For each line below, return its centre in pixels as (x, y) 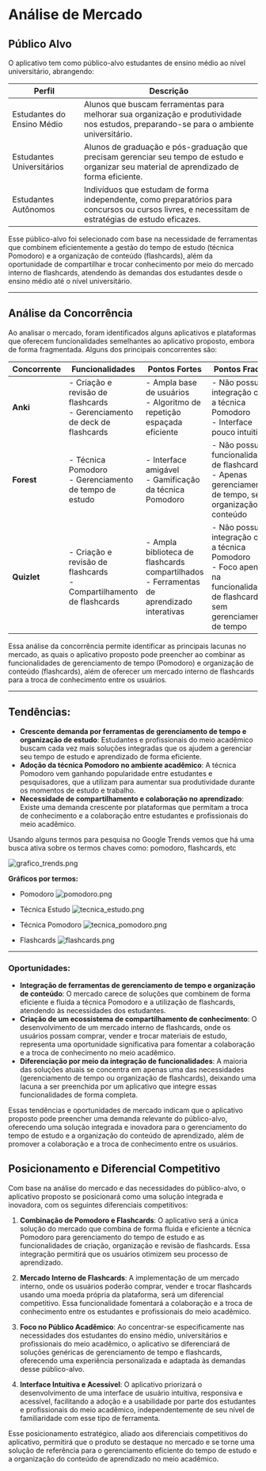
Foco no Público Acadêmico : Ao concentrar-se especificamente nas (132, 1327)
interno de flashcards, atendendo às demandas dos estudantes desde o (125, 273)
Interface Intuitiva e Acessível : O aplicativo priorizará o (111, 1384)
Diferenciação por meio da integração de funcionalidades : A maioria (133, 1061)
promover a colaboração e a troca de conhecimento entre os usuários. (123, 1143)
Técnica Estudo (45, 909)
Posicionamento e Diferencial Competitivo (114, 1169)
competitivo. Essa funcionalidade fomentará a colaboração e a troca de (136, 1303)
